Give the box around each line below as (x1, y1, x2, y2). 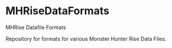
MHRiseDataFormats (5, 4, 110, 18)
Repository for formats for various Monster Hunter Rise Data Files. (5, 35, 167, 42)
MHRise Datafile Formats (5, 24, 66, 31)
